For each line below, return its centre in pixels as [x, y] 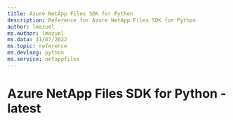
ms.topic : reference [38, 46]
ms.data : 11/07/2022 [38, 40]
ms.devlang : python [36, 53]
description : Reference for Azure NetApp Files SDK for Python [102, 20]
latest [24, 108]
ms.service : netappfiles [44, 59]
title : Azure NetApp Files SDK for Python [70, 14]
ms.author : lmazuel [36, 33]
